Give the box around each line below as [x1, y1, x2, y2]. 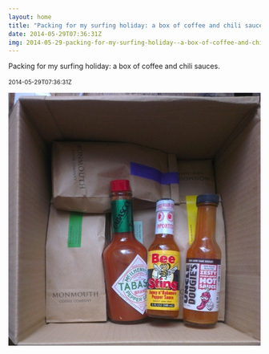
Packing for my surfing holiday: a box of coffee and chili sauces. [8, 61, 220, 71]
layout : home [8, 13, 52, 21]
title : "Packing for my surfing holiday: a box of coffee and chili [8, 21, 242, 30]
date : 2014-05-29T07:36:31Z [8, 30, 102, 38]
